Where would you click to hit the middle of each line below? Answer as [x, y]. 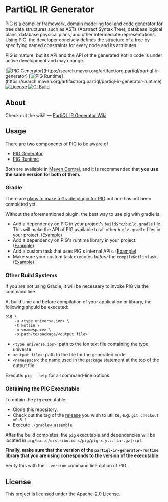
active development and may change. [45, 60]
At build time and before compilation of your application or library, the [78, 302]
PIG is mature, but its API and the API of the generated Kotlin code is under [84, 55]
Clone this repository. [35, 409]
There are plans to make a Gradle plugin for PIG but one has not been [78, 198]
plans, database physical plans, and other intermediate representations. [81, 34]
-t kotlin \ [27, 326]
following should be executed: [37, 307]
